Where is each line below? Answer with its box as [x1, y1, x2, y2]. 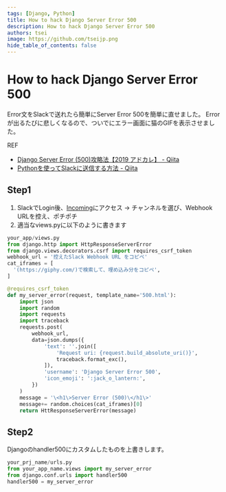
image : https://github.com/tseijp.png [7, 36, 118, 43]
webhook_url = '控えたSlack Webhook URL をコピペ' [7, 254, 148, 260]
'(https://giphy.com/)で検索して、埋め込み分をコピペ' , [13, 267, 161, 274]
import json [19, 298, 54, 305]
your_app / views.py [7, 234, 60, 241]
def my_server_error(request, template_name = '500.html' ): [7, 291, 177, 298]
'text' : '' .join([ [43, 342, 97, 350]
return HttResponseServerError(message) [19, 407, 137, 414]
